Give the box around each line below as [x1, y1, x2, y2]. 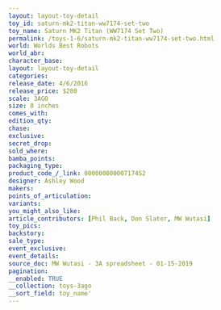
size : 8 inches [8, 102, 60, 110]
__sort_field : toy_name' [8, 290, 92, 298]
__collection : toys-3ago [8, 282, 92, 291]
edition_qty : [8, 117, 52, 125]
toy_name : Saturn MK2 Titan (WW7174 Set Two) [8, 27, 164, 35]
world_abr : [8, 49, 45, 57]
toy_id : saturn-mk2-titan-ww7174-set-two [8, 19, 150, 27]
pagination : [8, 267, 48, 275]
